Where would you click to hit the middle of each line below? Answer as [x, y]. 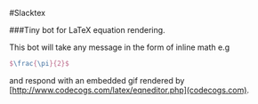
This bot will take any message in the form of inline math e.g [119, 47]
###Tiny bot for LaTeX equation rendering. [88, 30]
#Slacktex [28, 13]
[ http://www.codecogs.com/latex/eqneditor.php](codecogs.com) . [129, 90]
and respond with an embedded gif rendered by [97, 80]
